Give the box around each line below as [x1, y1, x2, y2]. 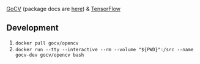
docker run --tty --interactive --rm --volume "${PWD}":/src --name [15, 46, 194, 52]
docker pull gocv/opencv [15, 40, 79, 46]
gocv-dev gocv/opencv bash [15, 52, 84, 58]
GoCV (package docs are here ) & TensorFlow [6, 5, 121, 12]
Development [6, 23, 59, 33]
